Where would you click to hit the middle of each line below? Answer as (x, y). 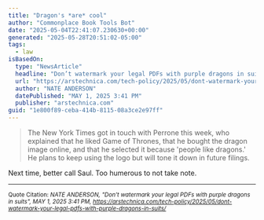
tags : (17, 45)
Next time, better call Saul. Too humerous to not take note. (103, 173)
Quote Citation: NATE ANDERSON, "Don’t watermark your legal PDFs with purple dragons (129, 195)
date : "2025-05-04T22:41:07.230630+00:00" (79, 30)
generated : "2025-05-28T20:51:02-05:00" (75, 37)
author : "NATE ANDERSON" (56, 88)
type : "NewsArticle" (49, 67)
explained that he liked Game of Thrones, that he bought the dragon (137, 141)
